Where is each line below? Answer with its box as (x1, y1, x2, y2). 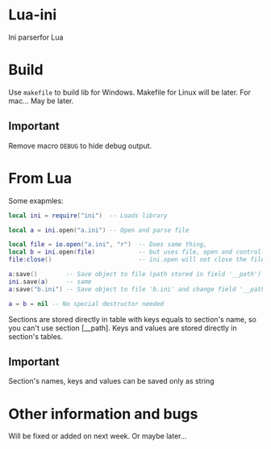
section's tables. (8, 331, 63, 341)
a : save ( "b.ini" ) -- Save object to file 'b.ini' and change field (8, 285, 236, 293)
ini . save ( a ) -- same (8, 277, 92, 286)
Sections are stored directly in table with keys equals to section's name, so (8, 314, 256, 324)
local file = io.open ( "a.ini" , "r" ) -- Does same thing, (8, 241, 207, 249)
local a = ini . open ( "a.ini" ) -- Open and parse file (8, 226, 190, 234)
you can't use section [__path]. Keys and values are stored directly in (8, 323, 237, 333)
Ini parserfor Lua (8, 32, 64, 42)
